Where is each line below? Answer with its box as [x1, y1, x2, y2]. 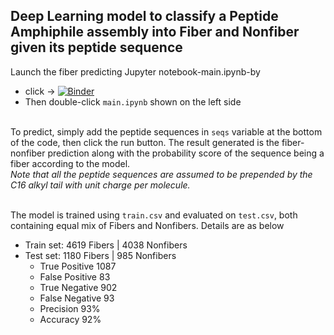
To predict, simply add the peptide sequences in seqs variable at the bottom [10, 125, 323, 138]
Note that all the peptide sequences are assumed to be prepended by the [10, 168, 313, 180]
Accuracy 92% [39, 313, 102, 325]
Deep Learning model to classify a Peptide [10, 8, 279, 25]
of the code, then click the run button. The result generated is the [10, 136, 280, 148]
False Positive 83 [39, 270, 111, 283]
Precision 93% [39, 302, 101, 314]
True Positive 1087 [39, 260, 117, 272]
